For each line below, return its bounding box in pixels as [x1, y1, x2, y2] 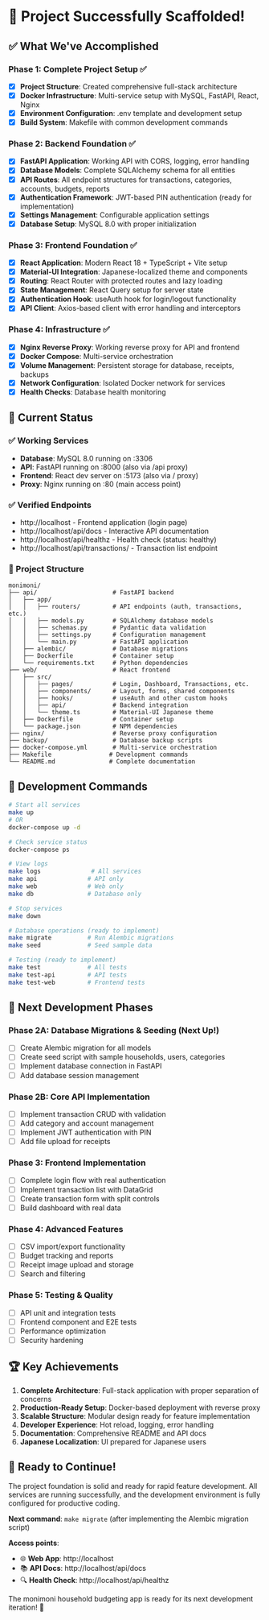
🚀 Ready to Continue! [8, 1461, 116, 1473]
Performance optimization [19, 1326, 107, 1336]
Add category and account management [19, 1118, 154, 1128]
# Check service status [8, 837, 88, 846]
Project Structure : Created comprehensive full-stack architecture [19, 81, 238, 91]
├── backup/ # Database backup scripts [8, 737, 203, 745]
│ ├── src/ [8, 673, 52, 681]
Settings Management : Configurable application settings [19, 209, 210, 220]
